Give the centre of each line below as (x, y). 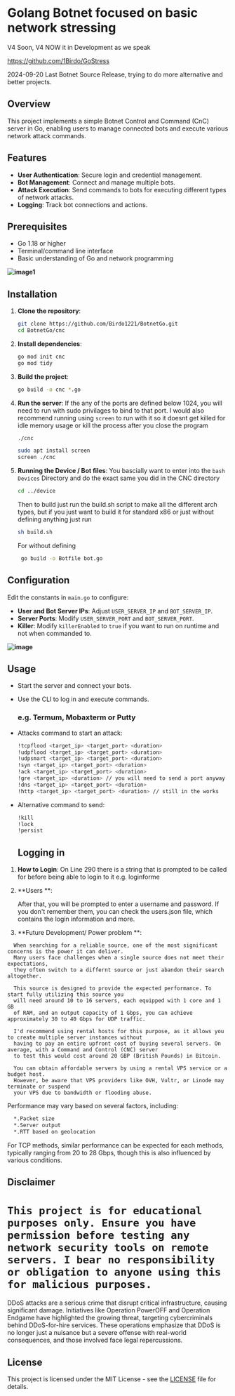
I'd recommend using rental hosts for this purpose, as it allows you (119, 1032)
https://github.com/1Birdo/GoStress (59, 60)
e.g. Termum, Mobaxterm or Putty (76, 717)
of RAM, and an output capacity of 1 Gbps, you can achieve (103, 1013)
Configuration (39, 580)
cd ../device (36, 491)
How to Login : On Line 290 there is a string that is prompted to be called (122, 870)
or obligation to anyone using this (114, 1272)
